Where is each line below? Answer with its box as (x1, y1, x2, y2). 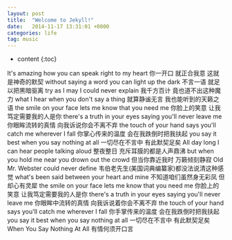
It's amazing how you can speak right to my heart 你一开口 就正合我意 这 (7, 69, 214, 77)
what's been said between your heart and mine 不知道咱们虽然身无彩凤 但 (14, 173, 225, 181)
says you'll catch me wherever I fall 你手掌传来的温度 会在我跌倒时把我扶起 (7, 207, 220, 216)
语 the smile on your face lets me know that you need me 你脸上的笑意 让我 (7, 104, 221, 112)
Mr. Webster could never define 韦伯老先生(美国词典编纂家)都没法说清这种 (7, 164, 218, 173)
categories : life (7, 29, 57, 37)
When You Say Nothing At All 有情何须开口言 (7, 225, 134, 233)
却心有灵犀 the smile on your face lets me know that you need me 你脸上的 (7, 181, 220, 190)
